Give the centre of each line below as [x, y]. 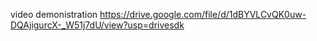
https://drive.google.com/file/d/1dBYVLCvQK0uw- [203, 14]
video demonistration [54, 14]
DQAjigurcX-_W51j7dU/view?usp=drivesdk [97, 25]
